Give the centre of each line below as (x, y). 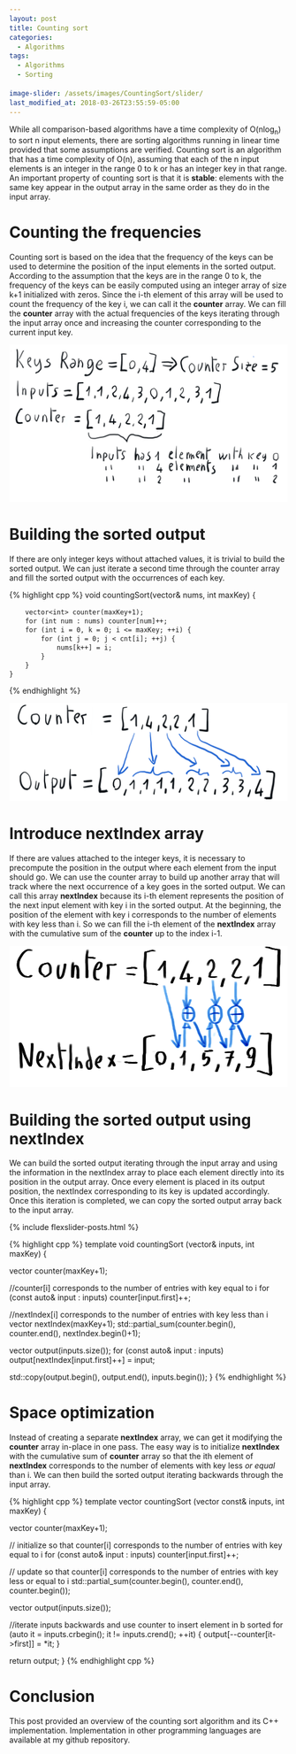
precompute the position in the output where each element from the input (143, 867)
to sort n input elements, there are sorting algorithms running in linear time (144, 141)
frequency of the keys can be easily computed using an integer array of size (148, 285)
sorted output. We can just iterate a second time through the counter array (144, 568)
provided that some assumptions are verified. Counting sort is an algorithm (145, 150)
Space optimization (82, 1413)
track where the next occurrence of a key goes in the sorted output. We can (147, 886)
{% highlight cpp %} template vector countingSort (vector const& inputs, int (147, 1502)
